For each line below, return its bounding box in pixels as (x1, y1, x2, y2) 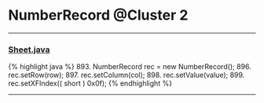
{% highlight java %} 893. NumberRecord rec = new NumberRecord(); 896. (8, 62, 251, 72)
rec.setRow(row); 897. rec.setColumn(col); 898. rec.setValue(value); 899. (8, 70, 245, 80)
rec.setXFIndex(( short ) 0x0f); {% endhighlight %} (8, 79, 173, 88)
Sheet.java (8, 44, 50, 55)
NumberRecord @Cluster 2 (8, 6, 189, 24)
